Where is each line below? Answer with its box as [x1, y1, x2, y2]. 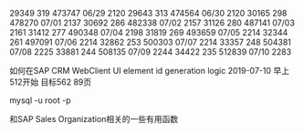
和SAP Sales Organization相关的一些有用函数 [9, 114, 179, 124]
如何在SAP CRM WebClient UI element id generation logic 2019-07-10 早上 [9, 66, 290, 76]
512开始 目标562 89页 [9, 77, 92, 87]
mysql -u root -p [9, 95, 71, 106]
